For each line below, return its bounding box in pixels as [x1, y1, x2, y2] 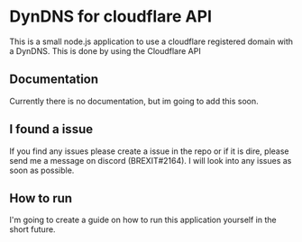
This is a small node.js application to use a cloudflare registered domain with [9, 36, 294, 47]
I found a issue [9, 121, 93, 137]
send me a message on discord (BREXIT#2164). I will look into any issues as [9, 155, 292, 166]
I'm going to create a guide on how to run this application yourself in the [9, 214, 277, 226]
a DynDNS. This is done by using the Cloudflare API [9, 45, 201, 56]
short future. [9, 224, 56, 235]
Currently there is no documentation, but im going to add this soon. [9, 95, 259, 106]
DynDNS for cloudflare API [9, 6, 213, 27]
